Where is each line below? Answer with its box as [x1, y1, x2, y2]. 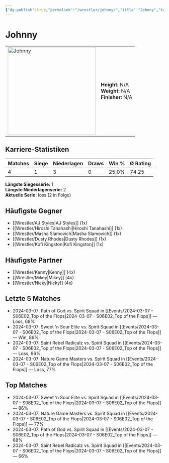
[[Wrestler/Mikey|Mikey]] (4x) [12, 275, 74, 280]
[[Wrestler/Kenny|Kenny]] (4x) [12, 269, 75, 275]
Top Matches [5, 381, 47, 390]
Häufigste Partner [5, 256, 63, 264]
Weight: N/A [101, 87, 130, 94]
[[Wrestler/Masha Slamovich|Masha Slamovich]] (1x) [12, 230, 122, 237]
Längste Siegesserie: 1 [5, 181, 54, 187]
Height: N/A [101, 81, 129, 88]
